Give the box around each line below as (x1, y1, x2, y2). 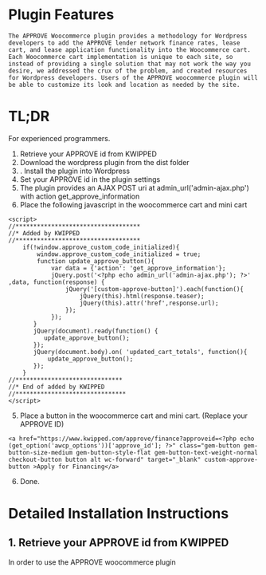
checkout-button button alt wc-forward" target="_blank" (8, 455, 201, 463)
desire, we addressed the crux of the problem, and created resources (8, 66, 248, 75)
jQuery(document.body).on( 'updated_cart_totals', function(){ (33, 348, 248, 356)
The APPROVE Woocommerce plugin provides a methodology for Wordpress (8, 32, 248, 40)
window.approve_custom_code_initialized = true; (37, 250, 201, 258)
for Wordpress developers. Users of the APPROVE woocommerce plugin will (8, 73, 259, 81)
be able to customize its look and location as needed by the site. (8, 81, 241, 89)
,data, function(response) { (8, 278, 105, 286)
